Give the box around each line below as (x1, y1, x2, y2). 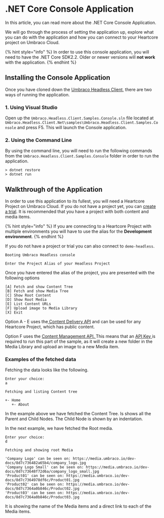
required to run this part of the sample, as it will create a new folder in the (5, 338, 153, 344)
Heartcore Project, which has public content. (5, 324, 95, 330)
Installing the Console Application (5, 73, 111, 82)
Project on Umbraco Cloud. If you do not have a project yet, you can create (5, 203, 156, 209)
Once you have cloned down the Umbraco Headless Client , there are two (5, 87, 152, 92)
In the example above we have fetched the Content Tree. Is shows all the (5, 411, 151, 417)
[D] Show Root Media (5, 297, 47, 302)
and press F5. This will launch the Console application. (17, 125, 127, 131)
